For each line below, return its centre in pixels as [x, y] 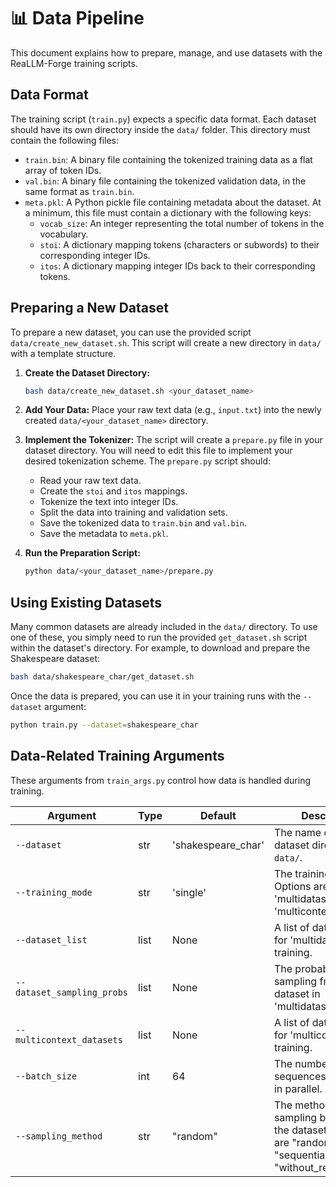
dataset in [297, 993]
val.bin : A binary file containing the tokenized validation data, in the [165, 181]
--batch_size [46, 1076]
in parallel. [298, 1088]
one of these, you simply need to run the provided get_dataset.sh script [159, 637]
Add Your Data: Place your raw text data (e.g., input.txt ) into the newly [173, 410]
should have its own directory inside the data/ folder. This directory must [160, 129]
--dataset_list [51, 939]
